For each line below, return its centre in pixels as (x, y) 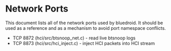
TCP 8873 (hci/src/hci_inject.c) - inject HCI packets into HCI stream (84, 43)
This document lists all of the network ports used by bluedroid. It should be (84, 23)
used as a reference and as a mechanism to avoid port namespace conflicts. (86, 28)
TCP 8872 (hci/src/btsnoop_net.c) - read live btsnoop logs (74, 38)
